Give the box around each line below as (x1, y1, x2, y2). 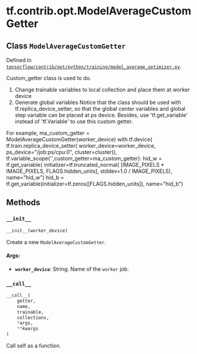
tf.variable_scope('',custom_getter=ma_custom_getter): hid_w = (6, 155, 162, 162)
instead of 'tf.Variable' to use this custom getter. (14, 118, 133, 125)
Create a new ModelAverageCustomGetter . (6, 238, 106, 246)
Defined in (6, 57, 32, 63)
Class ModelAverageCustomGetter (6, 41, 126, 51)
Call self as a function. (6, 342, 61, 349)
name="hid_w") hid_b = (6, 174, 64, 181)
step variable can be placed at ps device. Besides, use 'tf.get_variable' (14, 112, 188, 118)
